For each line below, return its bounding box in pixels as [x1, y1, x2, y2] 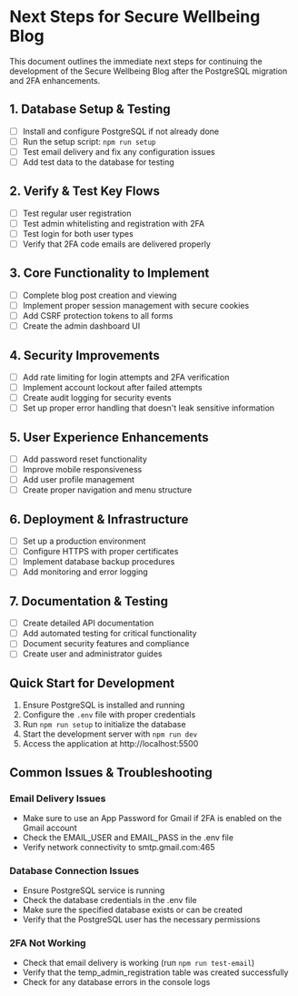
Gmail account [22, 822, 77, 833]
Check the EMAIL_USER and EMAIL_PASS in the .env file [22, 831, 234, 843]
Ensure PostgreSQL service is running [22, 885, 165, 896]
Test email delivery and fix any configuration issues [22, 146, 215, 157]
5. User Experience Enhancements [9, 430, 209, 445]
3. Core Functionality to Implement [9, 266, 210, 281]
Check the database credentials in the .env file [22, 895, 197, 906]
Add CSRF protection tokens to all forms [22, 310, 174, 320]
